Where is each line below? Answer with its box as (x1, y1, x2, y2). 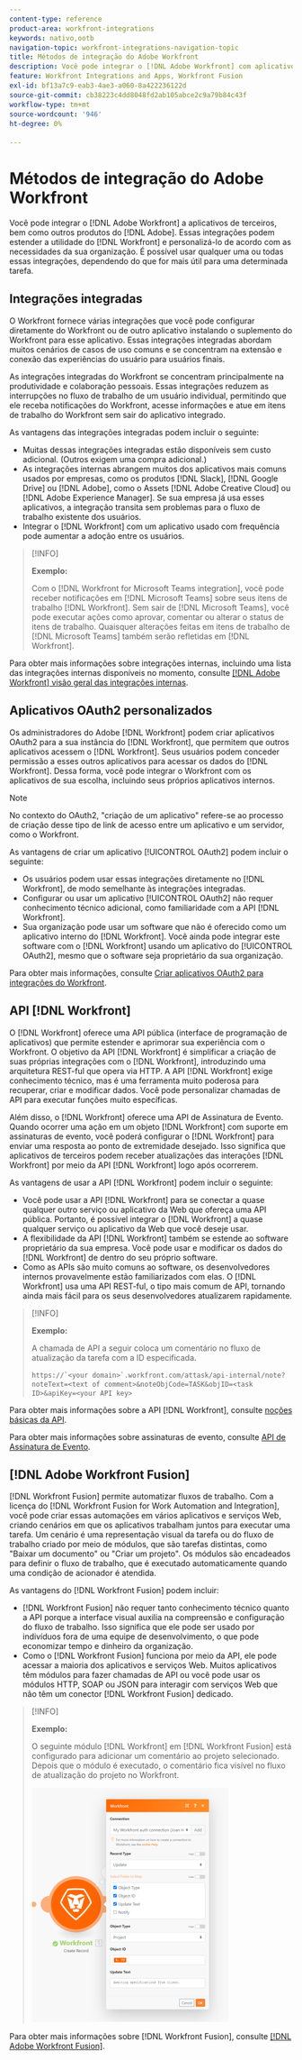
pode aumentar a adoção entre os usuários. (22, 530, 185, 541)
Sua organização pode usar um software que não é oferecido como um (22, 921, 287, 932)
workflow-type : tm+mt (9, 100, 91, 109)
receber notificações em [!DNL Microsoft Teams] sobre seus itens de (31, 592, 288, 603)
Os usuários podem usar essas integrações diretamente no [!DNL (22, 873, 265, 884)
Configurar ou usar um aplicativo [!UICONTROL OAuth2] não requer (22, 892, 274, 903)
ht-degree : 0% (9, 119, 63, 128)
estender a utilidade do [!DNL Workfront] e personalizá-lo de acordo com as (9, 237, 292, 248)
